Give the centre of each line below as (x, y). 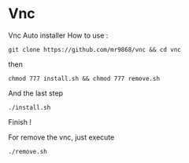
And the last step (36, 93)
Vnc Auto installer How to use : (58, 35)
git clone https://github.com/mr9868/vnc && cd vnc (94, 49)
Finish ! (20, 121)
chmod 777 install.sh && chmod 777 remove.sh (84, 78)
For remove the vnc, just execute (61, 137)
